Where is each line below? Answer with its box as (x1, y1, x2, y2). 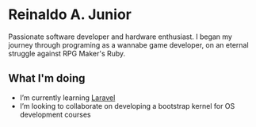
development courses (19, 110, 91, 119)
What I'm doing (8, 71, 86, 85)
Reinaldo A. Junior (8, 6, 132, 24)
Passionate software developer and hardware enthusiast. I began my (8, 32, 232, 41)
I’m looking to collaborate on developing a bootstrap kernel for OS (19, 101, 235, 110)
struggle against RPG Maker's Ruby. (8, 48, 126, 58)
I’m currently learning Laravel (19, 93, 116, 102)
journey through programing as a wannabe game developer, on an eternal (8, 40, 249, 49)
